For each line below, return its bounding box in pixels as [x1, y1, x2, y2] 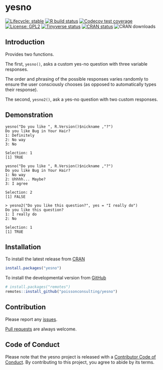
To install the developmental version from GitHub [5, 275, 106, 281]
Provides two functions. [5, 51, 54, 57]
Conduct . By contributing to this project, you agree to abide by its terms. [5, 359, 154, 365]
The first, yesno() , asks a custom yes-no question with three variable [5, 61, 148, 67]
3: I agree [5, 181, 28, 186]
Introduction [5, 38, 45, 47]
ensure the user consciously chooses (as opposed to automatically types [5, 81, 156, 87]
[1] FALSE [5, 194, 26, 199]
